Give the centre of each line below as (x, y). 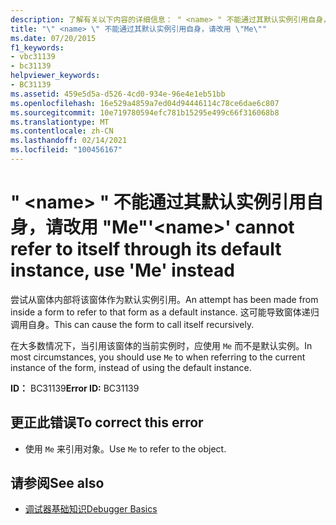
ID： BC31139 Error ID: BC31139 (75, 388)
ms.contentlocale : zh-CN (62, 131)
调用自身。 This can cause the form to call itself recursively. (132, 324)
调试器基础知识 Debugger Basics (91, 509)
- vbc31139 (33, 57)
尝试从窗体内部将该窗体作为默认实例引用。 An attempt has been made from (164, 299)
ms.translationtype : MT (60, 122)
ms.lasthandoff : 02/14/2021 (69, 141)
